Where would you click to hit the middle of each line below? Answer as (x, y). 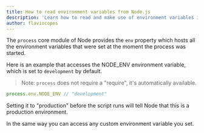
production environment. (37, 112)
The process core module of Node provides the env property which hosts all (101, 41)
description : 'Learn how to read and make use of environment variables (100, 18)
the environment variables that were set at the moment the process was (96, 47)
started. (16, 53)
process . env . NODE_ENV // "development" (57, 94)
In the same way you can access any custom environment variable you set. (100, 124)
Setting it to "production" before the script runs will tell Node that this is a (98, 106)
